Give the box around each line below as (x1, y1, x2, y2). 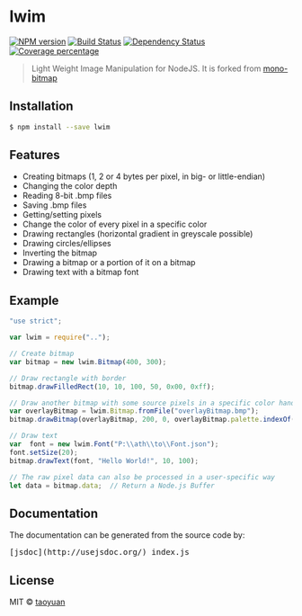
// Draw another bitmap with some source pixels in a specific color (9, 398, 276, 407)
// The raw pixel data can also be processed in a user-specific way (9, 472, 276, 482)
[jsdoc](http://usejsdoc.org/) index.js (9, 547, 191, 558)
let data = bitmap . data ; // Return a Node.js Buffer (9, 481, 216, 490)
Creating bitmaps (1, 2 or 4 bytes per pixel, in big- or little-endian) (22, 171, 266, 182)
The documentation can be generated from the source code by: (9, 530, 245, 540)
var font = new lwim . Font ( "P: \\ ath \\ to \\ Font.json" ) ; (9, 440, 219, 449)
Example (9, 292, 59, 308)
